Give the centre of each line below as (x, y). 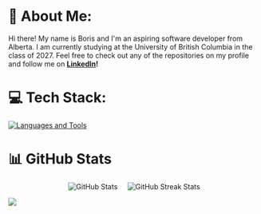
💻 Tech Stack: (57, 98)
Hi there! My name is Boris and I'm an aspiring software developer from (126, 38)
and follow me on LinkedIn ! (53, 64)
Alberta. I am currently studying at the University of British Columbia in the (130, 46)
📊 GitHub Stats (60, 159)
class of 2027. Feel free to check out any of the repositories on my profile (129, 55)
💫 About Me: (50, 16)
